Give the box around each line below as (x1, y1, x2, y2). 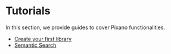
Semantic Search (14, 42, 57, 49)
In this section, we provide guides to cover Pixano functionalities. (5, 24, 165, 31)
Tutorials (5, 4, 51, 18)
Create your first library (14, 35, 72, 42)
